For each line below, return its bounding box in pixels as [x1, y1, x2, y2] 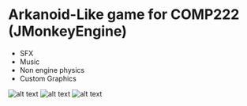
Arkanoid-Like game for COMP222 [8, 6, 240, 24]
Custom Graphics [19, 74, 77, 83]
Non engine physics [19, 65, 85, 74]
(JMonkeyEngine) [8, 22, 128, 40]
